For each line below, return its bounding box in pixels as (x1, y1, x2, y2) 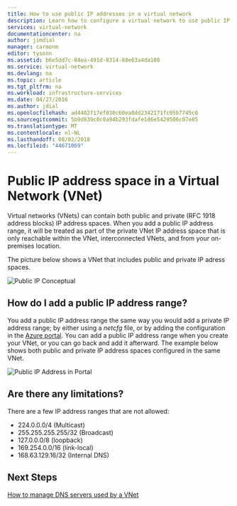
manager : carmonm (7, 43, 59, 50)
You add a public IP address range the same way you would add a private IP (7, 316, 230, 324)
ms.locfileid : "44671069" (7, 143, 84, 150)
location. (35, 242, 62, 251)
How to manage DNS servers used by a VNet (7, 490, 139, 499)
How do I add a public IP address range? (7, 297, 188, 309)
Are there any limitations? (7, 388, 124, 400)
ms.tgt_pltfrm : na (7, 83, 62, 90)
